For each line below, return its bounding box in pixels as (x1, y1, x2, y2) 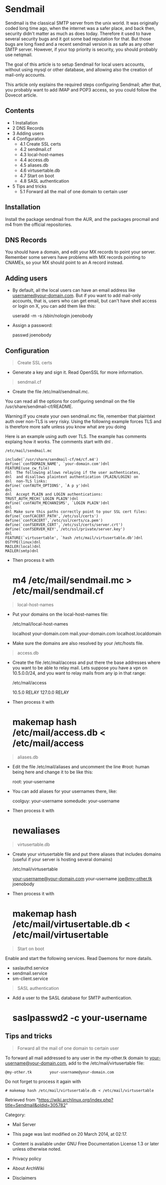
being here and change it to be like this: (12, 769, 93, 775)
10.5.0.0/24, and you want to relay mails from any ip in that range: (12, 670, 146, 676)
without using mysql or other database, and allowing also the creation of (5, 66, 153, 73)
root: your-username (12, 778, 55, 784)
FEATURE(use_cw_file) (5, 466, 50, 471)
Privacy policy (12, 1156, 42, 1162)
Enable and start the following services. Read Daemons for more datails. (5, 955, 153, 961)
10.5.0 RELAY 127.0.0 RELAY (12, 689, 69, 695)
